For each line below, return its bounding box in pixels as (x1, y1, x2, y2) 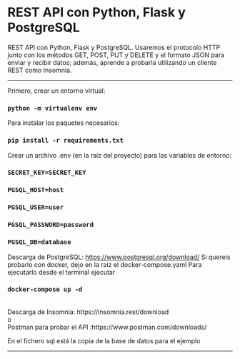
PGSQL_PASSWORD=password (7, 221, 94, 229)
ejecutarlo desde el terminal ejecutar (7, 268, 116, 276)
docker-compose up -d (7, 285, 83, 293)
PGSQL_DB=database (7, 238, 71, 246)
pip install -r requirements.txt (7, 136, 124, 145)
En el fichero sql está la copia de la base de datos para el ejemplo (7, 336, 201, 345)
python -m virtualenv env (7, 104, 98, 112)
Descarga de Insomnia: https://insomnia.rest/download (7, 308, 169, 316)
